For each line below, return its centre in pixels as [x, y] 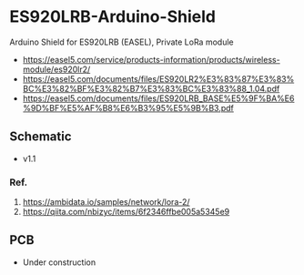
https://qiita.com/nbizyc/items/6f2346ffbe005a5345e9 [126, 212]
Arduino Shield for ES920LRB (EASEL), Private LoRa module [122, 42]
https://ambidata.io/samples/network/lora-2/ [106, 202]
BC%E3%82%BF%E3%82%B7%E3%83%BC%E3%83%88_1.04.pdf [151, 88]
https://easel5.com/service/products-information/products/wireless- [151, 59]
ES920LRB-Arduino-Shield [113, 17]
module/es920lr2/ [56, 69]
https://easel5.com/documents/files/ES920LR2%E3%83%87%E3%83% [158, 78]
